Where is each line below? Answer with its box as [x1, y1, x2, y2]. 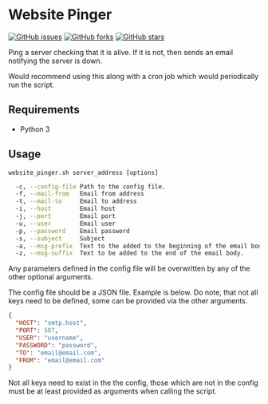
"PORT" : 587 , [15, 327, 59, 335]
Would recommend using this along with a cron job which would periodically [8, 71, 259, 81]
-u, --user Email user [15, 220, 116, 228]
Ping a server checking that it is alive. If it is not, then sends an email [8, 47, 234, 57]
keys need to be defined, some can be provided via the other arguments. [8, 296, 248, 306]
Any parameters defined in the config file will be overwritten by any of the [8, 263, 251, 273]
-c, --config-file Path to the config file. [15, 182, 166, 191]
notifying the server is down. [8, 56, 103, 65]
